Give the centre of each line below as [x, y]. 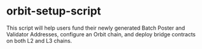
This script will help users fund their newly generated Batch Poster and [96, 28]
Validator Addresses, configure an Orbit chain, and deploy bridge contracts [101, 34]
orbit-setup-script [54, 11]
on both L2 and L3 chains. [39, 41]
